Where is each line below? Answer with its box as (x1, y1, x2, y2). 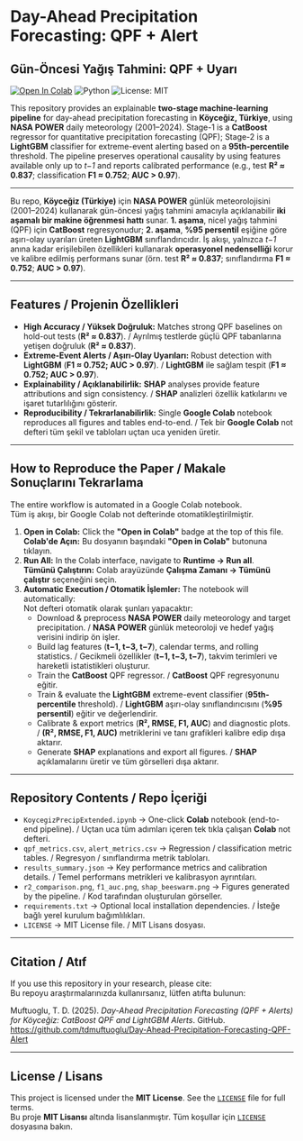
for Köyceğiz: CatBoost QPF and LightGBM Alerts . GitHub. (10, 1015, 226, 1026)
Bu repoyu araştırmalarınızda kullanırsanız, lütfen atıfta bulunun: (10, 988, 246, 999)
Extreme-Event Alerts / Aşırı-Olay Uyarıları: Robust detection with (22, 350, 272, 361)
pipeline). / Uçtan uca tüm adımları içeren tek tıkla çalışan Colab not (40, 824, 291, 835)
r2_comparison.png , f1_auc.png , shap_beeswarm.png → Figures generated (22, 881, 290, 892)
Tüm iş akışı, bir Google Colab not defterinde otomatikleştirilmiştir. (10, 508, 254, 519)
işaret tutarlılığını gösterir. (22, 397, 118, 408)
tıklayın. (22, 545, 53, 556)
